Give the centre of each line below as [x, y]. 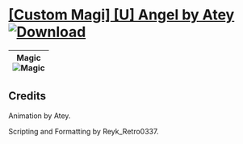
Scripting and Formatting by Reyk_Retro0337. [84, 131]
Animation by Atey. [40, 116]
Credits [27, 96]
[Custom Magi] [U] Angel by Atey [121, 15]
